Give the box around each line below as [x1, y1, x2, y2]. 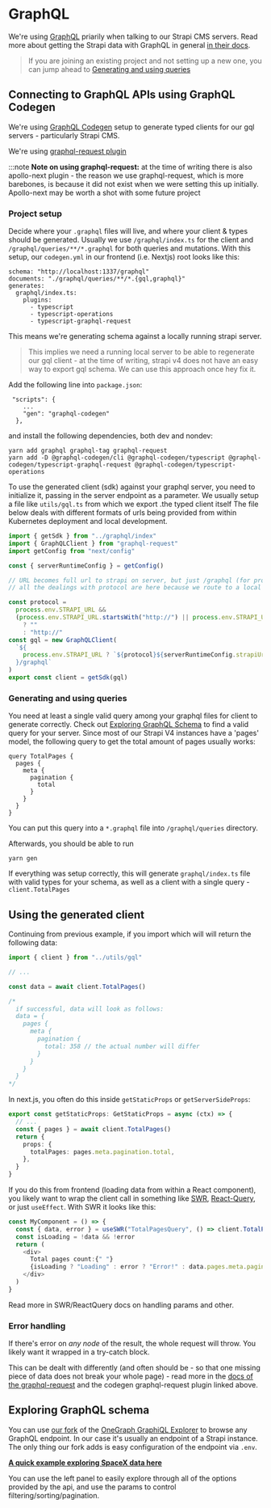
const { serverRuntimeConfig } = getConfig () [8, 561, 164, 570]
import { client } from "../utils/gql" [8, 953, 143, 962]
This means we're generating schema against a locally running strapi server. [8, 332, 262, 341]
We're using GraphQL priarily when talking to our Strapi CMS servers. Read [8, 32, 258, 41]
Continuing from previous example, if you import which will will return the [8, 929, 252, 939]
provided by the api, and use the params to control [8, 1481, 177, 1492]
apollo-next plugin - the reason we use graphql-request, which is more [8, 171, 244, 180]
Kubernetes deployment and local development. [8, 517, 168, 526]
